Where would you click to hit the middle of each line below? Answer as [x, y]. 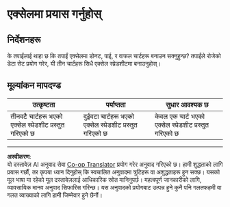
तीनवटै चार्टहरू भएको [37, 116]
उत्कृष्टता [43, 105]
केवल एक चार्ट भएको [180, 116]
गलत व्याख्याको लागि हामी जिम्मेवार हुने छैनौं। [55, 195]
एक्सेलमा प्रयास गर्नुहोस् [54, 14]
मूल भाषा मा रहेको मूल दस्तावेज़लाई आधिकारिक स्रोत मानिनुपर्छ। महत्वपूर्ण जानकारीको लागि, [104, 180]
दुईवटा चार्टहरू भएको [109, 116]
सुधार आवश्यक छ [187, 105]
